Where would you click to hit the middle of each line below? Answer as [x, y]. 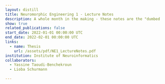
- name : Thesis [25, 46]
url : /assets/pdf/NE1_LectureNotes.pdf [55, 51]
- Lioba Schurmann [29, 70]
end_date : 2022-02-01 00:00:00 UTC [42, 38]
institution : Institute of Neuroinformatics [52, 56]
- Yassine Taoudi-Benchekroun [41, 65]
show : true [16, 23]
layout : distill [22, 10]
